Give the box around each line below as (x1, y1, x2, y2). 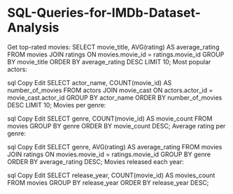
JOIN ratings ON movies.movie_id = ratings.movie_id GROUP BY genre (7, 150, 211, 158)
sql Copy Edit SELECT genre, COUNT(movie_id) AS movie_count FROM (7, 114, 213, 123)
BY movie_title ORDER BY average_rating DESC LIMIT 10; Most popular (7, 57, 211, 66)
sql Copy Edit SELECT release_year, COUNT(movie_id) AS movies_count (7, 171, 216, 179)
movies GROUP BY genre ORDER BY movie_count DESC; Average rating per (7, 121, 226, 130)
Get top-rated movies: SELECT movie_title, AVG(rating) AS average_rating (7, 43, 220, 51)
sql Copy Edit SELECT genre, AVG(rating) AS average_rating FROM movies (7, 142, 223, 151)
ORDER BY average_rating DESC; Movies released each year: (7, 157, 184, 165)
